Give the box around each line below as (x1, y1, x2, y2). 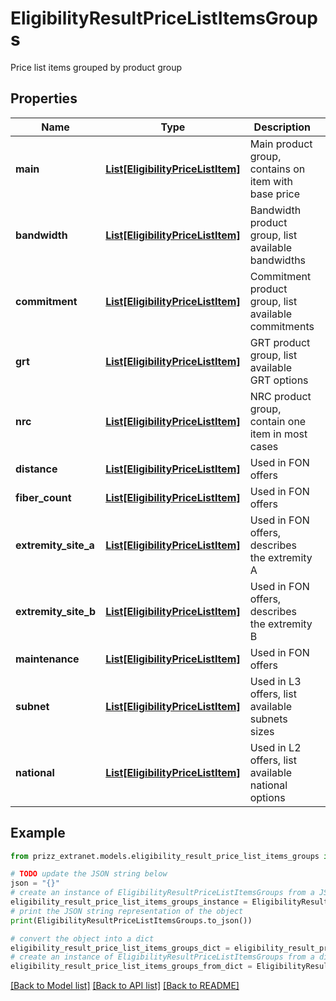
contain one (249, 414, 307, 428)
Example (10, 825, 66, 842)
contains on (249, 162, 306, 176)
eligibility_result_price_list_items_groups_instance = (10, 897, 248, 907)
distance (15, 462, 58, 476)
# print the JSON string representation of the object (10, 906, 244, 916)
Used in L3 (249, 674, 302, 688)
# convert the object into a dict (10, 933, 155, 944)
